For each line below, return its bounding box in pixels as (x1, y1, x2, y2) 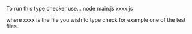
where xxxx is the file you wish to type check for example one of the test (6, 16, 186, 23)
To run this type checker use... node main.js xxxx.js (6, 5, 133, 12)
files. (6, 23, 19, 29)
